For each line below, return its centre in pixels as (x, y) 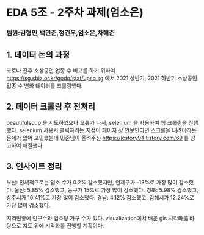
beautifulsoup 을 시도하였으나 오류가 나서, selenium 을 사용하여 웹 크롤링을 (97, 122)
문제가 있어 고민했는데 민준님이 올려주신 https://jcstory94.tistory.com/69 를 (98, 138)
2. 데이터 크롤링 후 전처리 (51, 107)
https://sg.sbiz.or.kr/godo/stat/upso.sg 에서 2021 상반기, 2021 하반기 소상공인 (102, 78)
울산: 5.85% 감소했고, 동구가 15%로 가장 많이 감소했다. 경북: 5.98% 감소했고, (106, 190)
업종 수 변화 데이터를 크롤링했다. (45, 85)
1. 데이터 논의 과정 (38, 54)
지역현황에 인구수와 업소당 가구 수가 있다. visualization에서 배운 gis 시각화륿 (97, 218)
